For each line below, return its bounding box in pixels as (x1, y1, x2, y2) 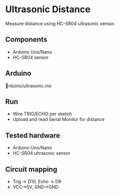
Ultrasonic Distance (5, 4, 91, 15)
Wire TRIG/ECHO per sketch (12, 111, 72, 117)
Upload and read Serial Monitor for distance (12, 116, 105, 123)
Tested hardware (5, 131, 60, 140)
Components (5, 35, 47, 44)
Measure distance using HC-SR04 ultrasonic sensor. (5, 20, 115, 27)
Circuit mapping (5, 165, 57, 174)
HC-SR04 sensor (12, 54, 49, 60)
